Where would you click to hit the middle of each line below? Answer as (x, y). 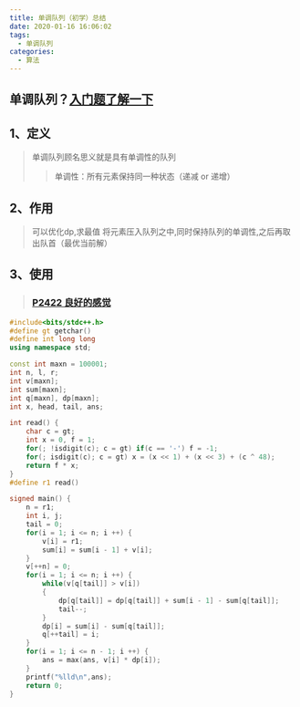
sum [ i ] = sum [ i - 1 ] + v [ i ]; (98, 550)
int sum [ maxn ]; (38, 390)
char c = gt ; (51, 431)
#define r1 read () (44, 483)
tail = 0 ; (45, 525)
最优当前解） (88, 244)
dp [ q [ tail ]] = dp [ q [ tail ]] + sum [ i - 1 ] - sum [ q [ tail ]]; (169, 600)
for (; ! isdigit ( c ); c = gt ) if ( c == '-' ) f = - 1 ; (122, 449)
